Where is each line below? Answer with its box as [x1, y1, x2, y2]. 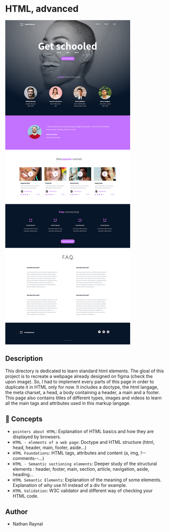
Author [5, 507, 28, 516]
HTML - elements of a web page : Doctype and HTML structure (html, [12, 439, 155, 445]
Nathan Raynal [12, 521, 43, 527]
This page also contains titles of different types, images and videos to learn [5, 395, 162, 401]
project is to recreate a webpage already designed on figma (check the [5, 373, 153, 379]
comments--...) [12, 455, 44, 461]
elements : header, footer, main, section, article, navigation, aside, [12, 466, 150, 472]
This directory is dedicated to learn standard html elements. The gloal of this [5, 368, 164, 374]
